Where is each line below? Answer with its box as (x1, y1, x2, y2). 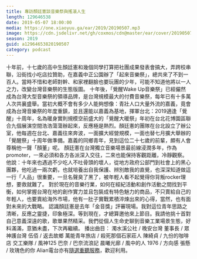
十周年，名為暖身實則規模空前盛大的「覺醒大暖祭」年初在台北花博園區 (16, 115, 186, 122)
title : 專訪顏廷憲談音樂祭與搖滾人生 (6, 8, 86, 15)
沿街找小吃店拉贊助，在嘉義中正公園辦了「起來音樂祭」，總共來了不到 (16, 71, 184, 78)
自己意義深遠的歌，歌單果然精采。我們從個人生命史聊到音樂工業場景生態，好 (6, 217, 191, 224)
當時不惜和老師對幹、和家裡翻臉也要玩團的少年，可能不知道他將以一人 (21, 78, 191, 85)
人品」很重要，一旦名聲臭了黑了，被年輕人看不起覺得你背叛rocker (21, 173, 181, 180)
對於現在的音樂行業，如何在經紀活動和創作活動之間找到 (48, 180, 182, 188)
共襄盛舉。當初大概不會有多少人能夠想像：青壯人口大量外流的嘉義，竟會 (16, 100, 191, 107)
